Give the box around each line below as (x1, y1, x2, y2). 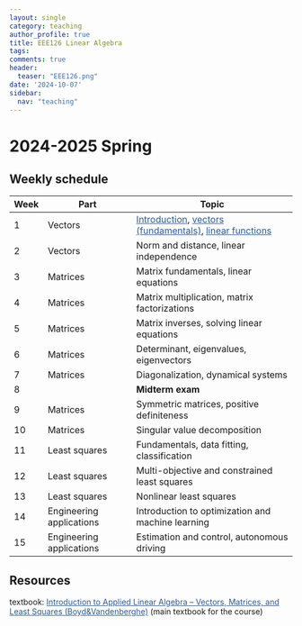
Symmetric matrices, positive (136, 398, 259, 411)
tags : (9, 47, 30, 56)
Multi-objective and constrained (136, 465, 273, 477)
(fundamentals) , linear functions (136, 224, 272, 237)
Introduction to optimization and (136, 505, 271, 518)
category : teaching (9, 22, 83, 31)
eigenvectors (136, 354, 191, 367)
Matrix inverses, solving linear (136, 317, 262, 330)
